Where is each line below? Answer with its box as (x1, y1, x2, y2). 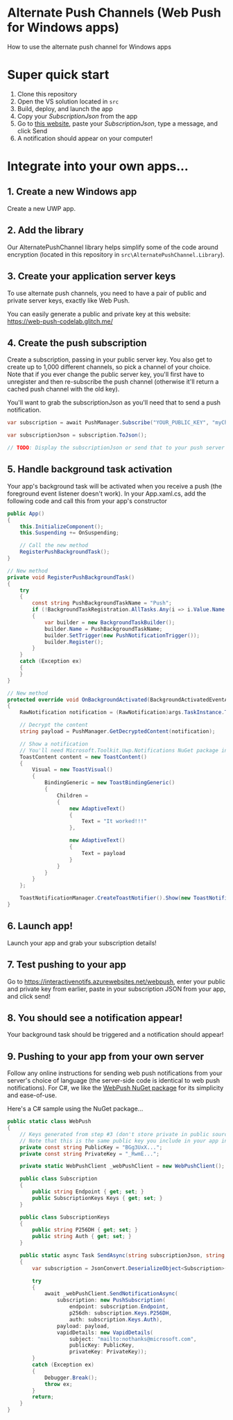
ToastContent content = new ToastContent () (19, 753, 148, 761)
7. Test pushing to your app (7, 959, 127, 971)
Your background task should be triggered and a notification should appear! (7, 1031, 224, 1039)
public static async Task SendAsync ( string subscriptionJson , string (19, 1252, 225, 1259)
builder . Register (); (44, 639, 104, 645)
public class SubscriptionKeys (19, 1213, 110, 1221)
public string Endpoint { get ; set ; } (32, 1188, 144, 1195)
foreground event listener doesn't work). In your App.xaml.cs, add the (7, 489, 207, 498)
